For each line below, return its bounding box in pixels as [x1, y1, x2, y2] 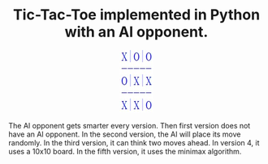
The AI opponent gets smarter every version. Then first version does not [8, 120, 251, 130]
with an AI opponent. [64, 23, 209, 41]
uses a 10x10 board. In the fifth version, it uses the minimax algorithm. [8, 146, 242, 156]
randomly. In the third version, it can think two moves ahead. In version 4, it [8, 137, 260, 147]
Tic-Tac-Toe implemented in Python [12, 6, 261, 24]
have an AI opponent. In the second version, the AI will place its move [8, 129, 241, 139]
